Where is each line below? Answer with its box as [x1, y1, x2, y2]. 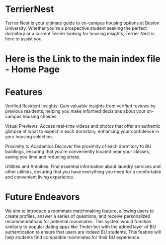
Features [5, 86, 43, 98]
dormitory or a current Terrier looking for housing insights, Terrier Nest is [5, 30, 155, 36]
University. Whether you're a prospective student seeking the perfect [5, 25, 147, 31]
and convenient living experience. [5, 174, 75, 180]
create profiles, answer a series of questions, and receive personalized [5, 213, 151, 219]
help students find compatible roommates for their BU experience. [5, 235, 141, 240]
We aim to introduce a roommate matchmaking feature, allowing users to [5, 208, 154, 214]
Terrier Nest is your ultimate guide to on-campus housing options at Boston [5, 20, 160, 26]
